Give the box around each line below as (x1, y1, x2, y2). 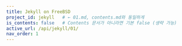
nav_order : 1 (6, 31, 39, 37)
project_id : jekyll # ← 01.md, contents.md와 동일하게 (6, 14, 144, 20)
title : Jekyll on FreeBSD (6, 8, 70, 15)
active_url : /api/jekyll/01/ (6, 25, 79, 32)
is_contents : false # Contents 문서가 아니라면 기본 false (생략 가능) (6, 20, 177, 26)
